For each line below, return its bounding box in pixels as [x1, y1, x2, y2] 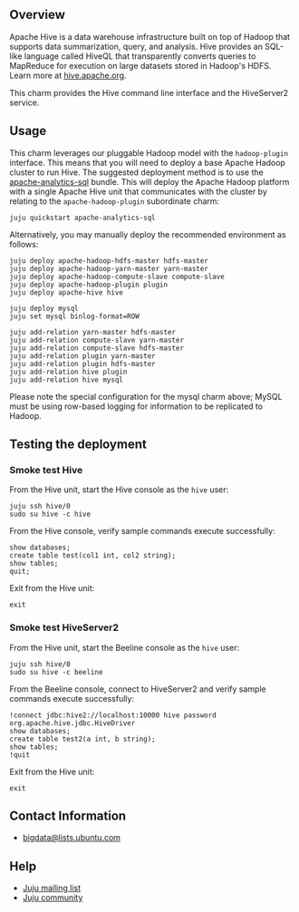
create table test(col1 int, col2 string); [9, 551, 177, 560]
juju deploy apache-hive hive [9, 287, 124, 297]
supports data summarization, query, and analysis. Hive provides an [9, 41, 263, 52]
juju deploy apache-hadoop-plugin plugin [9, 280, 169, 289]
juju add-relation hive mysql [9, 375, 124, 384]
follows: [9, 238, 39, 249]
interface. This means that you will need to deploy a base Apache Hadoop [9, 157, 285, 168]
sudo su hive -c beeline [9, 667, 103, 676]
